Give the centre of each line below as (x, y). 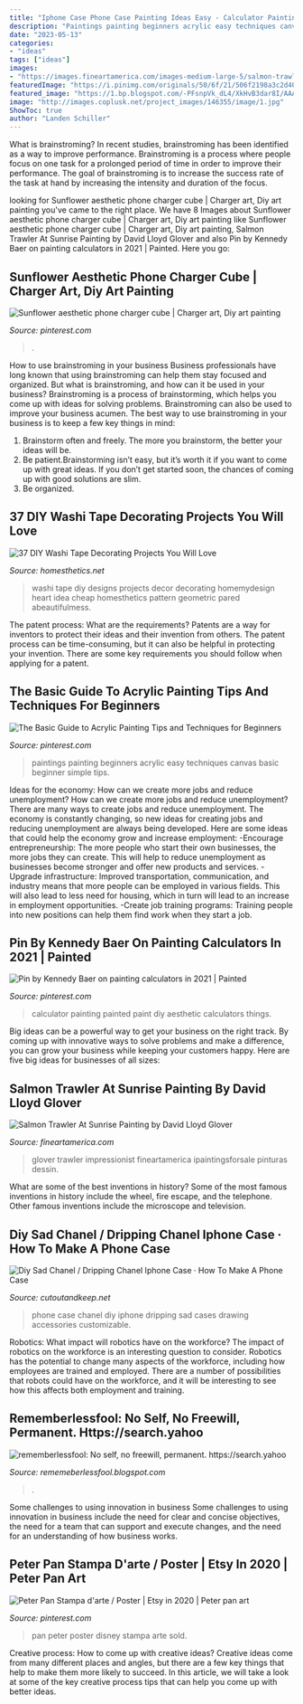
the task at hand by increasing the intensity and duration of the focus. (138, 183)
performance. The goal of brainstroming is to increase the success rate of (147, 174)
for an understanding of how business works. (94, 1536)
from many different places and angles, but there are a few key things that (147, 1662)
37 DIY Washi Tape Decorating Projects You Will (147, 517)
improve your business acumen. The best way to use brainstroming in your (148, 413)
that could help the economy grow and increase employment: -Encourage (147, 838)
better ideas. (33, 1691)
